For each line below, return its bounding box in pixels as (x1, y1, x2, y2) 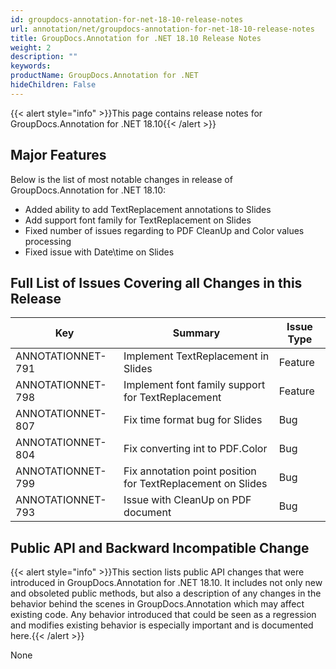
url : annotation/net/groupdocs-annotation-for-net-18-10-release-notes (10, 24, 315, 34)
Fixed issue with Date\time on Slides (24, 246, 175, 258)
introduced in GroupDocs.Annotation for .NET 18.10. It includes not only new (10, 577, 323, 589)
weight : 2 (10, 42, 52, 53)
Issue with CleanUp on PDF (123, 493, 252, 507)
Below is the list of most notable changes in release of (10, 173, 233, 185)
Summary (172, 326, 221, 340)
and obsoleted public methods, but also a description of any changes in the (10, 587, 322, 600)
